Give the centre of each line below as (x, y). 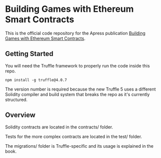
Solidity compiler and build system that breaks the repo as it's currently (78, 94)
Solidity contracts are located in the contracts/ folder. (59, 127)
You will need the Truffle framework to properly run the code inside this (78, 65)
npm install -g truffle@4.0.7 (36, 80)
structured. (16, 99)
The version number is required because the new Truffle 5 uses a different (80, 89)
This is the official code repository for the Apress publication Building (75, 33)
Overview (20, 115)
